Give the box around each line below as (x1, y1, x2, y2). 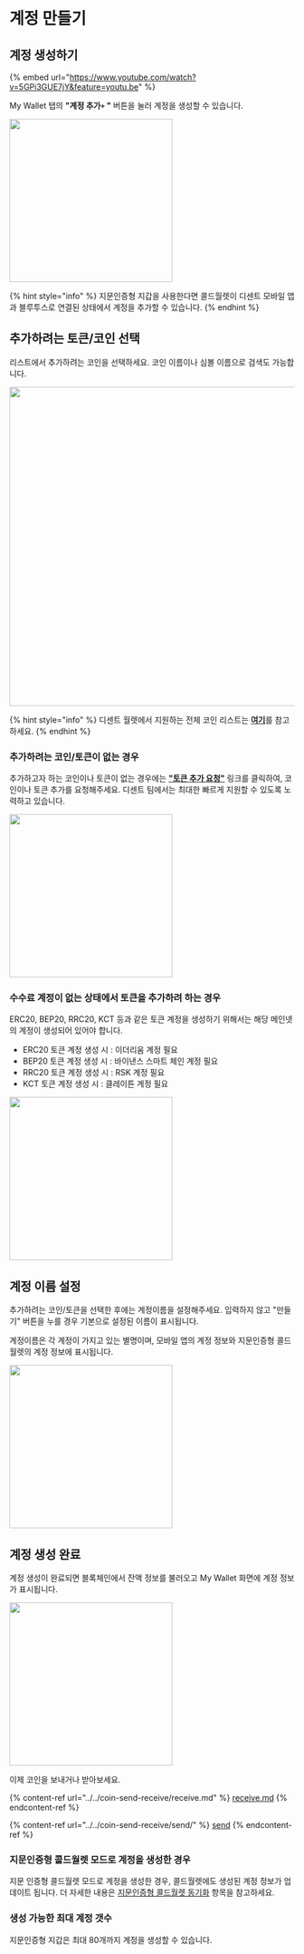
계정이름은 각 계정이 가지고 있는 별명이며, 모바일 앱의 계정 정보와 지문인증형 (9, 1335, 275, 1346)
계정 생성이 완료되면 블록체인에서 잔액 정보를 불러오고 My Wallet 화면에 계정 (9, 1572, 278, 1583)
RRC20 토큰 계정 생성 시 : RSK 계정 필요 (22, 1067, 166, 1078)
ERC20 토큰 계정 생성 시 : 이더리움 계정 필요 (22, 1045, 178, 1055)
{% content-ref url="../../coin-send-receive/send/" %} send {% (9, 1820, 244, 1831)
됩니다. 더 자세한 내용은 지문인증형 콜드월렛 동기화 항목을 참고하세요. (33, 1887, 275, 1898)
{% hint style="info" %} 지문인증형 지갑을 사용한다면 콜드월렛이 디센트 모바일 (9, 291, 286, 301)
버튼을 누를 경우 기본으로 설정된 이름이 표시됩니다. (22, 1316, 199, 1327)
